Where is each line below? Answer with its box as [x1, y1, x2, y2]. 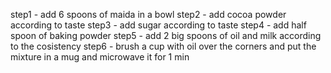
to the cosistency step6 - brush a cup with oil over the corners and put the [10, 40, 317, 52]
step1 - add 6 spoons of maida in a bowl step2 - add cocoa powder [10, 9, 287, 20]
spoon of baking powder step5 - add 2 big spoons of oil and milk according [10, 30, 322, 41]
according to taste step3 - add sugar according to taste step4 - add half [10, 19, 307, 31]
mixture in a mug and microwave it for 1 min [10, 51, 190, 63]
